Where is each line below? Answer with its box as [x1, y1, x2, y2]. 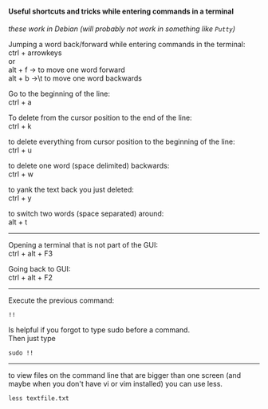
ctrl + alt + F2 [8, 272, 53, 283]
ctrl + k [8, 121, 32, 131]
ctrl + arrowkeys [8, 48, 62, 58]
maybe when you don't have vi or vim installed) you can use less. [8, 379, 223, 389]
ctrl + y [8, 193, 32, 203]
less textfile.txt [8, 395, 69, 403]
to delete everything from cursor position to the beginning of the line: [8, 137, 235, 147]
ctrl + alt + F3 [8, 248, 53, 259]
